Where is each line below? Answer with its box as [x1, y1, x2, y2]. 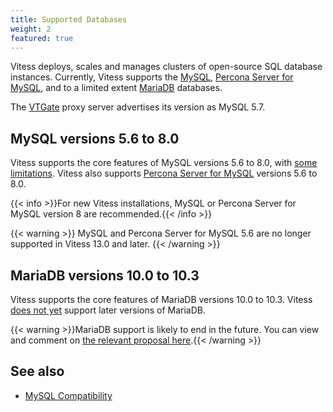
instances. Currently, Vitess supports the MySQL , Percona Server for [10, 71, 294, 83]
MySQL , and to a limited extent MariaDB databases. [10, 82, 223, 94]
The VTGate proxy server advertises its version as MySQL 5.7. [10, 101, 266, 113]
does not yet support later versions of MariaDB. [10, 304, 206, 316]
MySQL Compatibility [24, 389, 113, 401]
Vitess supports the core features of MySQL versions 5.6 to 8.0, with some [10, 157, 318, 169]
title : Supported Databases [10, 14, 128, 25]
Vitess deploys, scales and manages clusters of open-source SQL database [10, 61, 323, 73]
